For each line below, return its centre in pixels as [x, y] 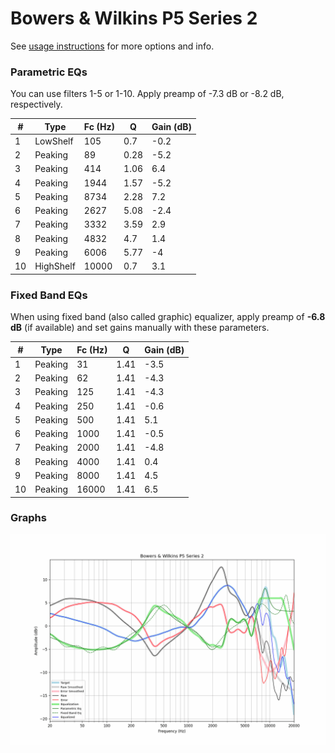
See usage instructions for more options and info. [112, 46]
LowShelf [54, 141]
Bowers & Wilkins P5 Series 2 [134, 18]
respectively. [36, 104]
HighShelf [55, 266]
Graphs [28, 518]
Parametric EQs [49, 72]
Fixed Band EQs [49, 295]
